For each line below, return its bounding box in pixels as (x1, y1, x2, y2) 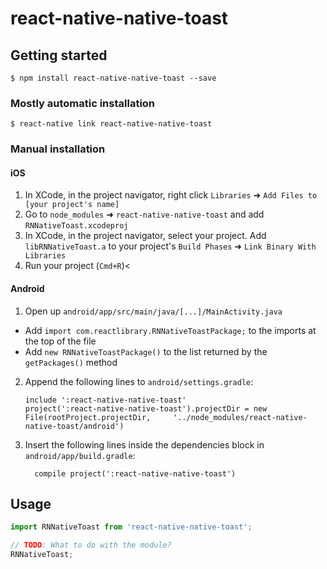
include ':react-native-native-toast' (24, 395, 187, 405)
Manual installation (10, 142, 106, 156)
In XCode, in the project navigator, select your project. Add (24, 230, 267, 242)
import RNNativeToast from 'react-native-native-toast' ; (10, 522, 253, 532)
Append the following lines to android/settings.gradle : (24, 375, 254, 387)
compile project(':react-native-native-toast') (34, 468, 237, 479)
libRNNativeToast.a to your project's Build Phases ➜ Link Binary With (24, 240, 317, 252)
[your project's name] (24, 200, 120, 210)
